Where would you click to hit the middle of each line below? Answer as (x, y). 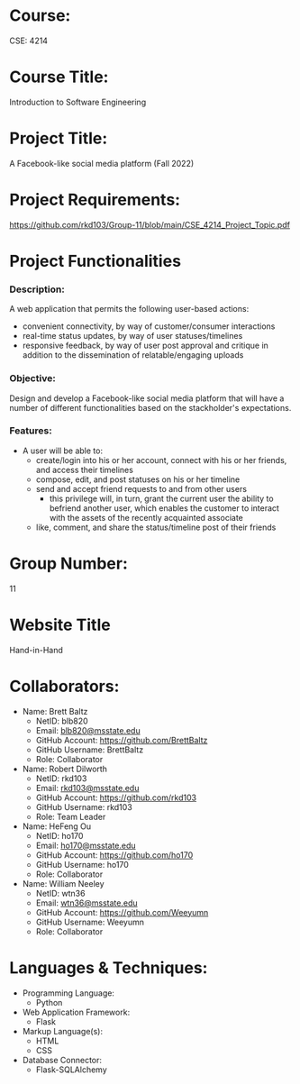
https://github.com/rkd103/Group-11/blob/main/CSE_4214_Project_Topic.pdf (150, 224)
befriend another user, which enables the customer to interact (164, 508)
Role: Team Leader (71, 816)
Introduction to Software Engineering (78, 102)
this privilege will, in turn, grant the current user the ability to (161, 498)
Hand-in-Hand (36, 650)
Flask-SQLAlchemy (72, 1070)
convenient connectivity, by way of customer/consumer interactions (149, 326)
